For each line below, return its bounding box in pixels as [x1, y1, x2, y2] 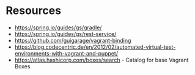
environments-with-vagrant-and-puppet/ [14, 49, 119, 57]
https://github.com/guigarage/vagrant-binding [14, 37, 131, 44]
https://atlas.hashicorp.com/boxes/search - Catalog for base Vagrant [14, 56, 189, 63]
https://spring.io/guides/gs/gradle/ [14, 24, 102, 31]
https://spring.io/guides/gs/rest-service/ [14, 30, 117, 37]
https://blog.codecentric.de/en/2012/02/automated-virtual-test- [14, 43, 176, 51]
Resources [6, 4, 62, 18]
